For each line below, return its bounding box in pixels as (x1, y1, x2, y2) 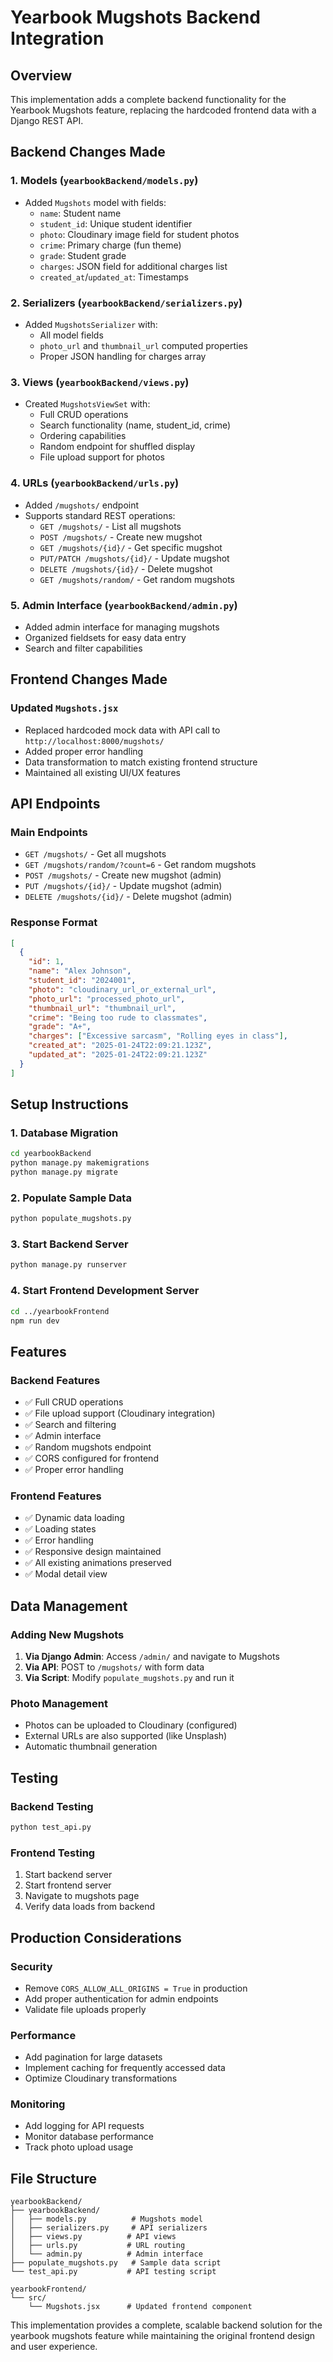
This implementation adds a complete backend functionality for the (10, 94, 287, 105)
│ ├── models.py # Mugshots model (10, 2214, 203, 2225)
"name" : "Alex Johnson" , (28, 966, 132, 976)
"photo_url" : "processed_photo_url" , (28, 994, 186, 1004)
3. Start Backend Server (10, 1237, 129, 1251)
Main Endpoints (10, 825, 88, 839)
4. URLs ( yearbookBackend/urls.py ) (10, 476, 180, 490)
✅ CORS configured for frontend (24, 1452, 159, 1465)
